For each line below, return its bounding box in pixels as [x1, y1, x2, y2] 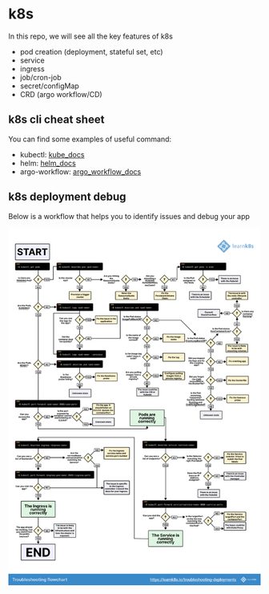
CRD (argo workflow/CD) [19, 89, 102, 99]
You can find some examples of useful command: [8, 134, 172, 144]
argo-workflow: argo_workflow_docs [19, 166, 142, 177]
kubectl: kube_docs [19, 149, 85, 159]
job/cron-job [19, 72, 62, 82]
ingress [19, 63, 46, 73]
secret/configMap [19, 81, 80, 91]
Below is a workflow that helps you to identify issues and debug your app [8, 211, 251, 221]
